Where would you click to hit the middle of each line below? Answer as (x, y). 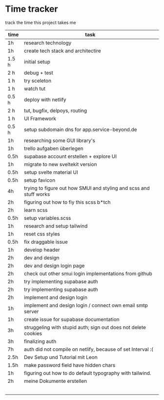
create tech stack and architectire (62, 51)
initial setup (37, 62)
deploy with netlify (45, 100)
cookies (33, 333)
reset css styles (42, 234)
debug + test (39, 73)
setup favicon (40, 180)
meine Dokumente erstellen (55, 381)
